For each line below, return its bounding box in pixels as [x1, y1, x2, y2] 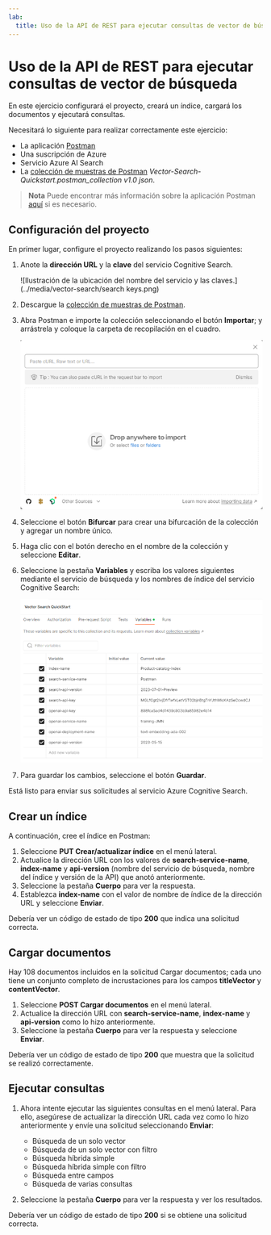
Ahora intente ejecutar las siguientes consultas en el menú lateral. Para [19, 1103, 256, 1113]
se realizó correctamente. [8, 1058, 94, 1069]
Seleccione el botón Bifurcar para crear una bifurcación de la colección [19, 517, 259, 526]
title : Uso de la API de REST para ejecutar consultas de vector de [15, 21, 251, 30]
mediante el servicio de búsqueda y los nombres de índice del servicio [19, 574, 256, 584]
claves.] [211, 275, 238, 286]
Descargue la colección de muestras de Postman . [19, 299, 186, 310]
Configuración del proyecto [8, 223, 150, 237]
